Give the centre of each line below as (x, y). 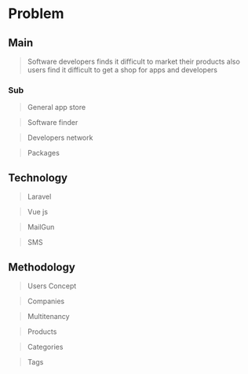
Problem (36, 14)
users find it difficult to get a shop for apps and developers (122, 70)
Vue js (38, 212)
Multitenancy (48, 316)
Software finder (53, 123)
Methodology (42, 267)
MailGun (41, 227)
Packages (44, 153)
